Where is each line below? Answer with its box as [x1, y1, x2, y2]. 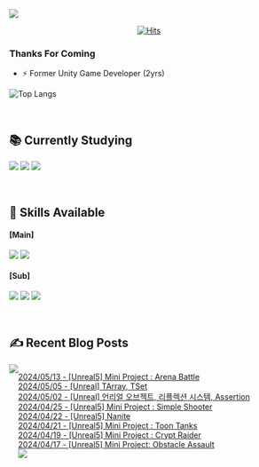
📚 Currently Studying [9, 132, 133, 147]
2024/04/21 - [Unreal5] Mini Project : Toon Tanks [18, 420, 198, 431]
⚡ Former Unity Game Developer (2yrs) [21, 68, 166, 79]
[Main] [9, 230, 35, 241]
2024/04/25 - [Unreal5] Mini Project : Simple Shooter [18, 401, 213, 412]
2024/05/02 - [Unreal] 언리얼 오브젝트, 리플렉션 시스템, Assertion [18, 391, 250, 402]
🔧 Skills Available [9, 204, 106, 220]
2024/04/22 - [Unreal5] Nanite [18, 410, 131, 421]
